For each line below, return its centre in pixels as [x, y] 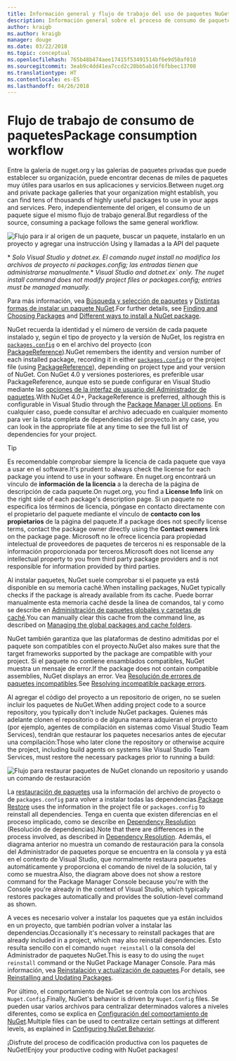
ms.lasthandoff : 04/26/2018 [48, 86]
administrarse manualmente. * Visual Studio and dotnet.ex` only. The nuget [116, 273]
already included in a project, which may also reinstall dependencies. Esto [114, 941]
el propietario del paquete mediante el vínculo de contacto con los [104, 514]
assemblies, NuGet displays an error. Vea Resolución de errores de [104, 676]
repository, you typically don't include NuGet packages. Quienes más [107, 712]
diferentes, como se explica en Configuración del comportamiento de [108, 1014]
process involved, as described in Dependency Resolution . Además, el [109, 837]
